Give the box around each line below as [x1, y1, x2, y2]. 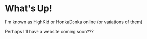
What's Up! [5, 3, 53, 14]
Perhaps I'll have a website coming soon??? [5, 28, 94, 34]
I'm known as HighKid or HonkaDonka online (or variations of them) [5, 19, 143, 25]
